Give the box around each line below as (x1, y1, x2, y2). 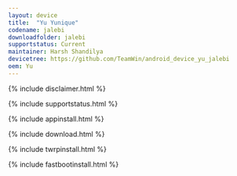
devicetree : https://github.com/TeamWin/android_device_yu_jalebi (8, 56, 230, 63)
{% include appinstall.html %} (8, 114, 104, 124)
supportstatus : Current (8, 41, 86, 48)
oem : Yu (8, 63, 34, 70)
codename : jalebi (8, 26, 65, 34)
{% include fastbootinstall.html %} (8, 160, 119, 169)
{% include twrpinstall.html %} (8, 144, 108, 153)
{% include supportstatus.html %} (8, 99, 118, 108)
